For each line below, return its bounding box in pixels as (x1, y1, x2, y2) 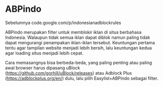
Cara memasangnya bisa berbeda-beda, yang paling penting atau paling (5, 59, 152, 65)
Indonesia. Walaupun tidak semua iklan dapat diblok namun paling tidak (5, 34, 150, 40)
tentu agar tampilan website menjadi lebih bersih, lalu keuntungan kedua (5, 45, 152, 51)
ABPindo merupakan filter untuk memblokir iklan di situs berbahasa (5, 29, 142, 35)
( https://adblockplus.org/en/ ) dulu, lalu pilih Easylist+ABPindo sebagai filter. (5, 75, 159, 81)
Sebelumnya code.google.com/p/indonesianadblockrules (5, 20, 122, 26)
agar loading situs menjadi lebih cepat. (5, 50, 84, 56)
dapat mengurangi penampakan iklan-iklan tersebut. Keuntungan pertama (5, 39, 155, 45)
